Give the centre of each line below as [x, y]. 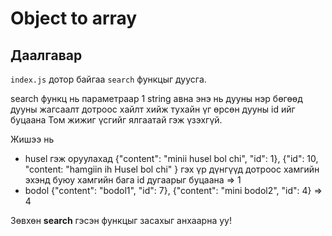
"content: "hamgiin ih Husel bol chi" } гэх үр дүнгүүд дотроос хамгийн [172, 169]
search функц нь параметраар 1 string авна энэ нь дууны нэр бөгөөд [156, 98]
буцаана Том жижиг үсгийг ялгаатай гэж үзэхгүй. [116, 120]
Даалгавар [46, 55]
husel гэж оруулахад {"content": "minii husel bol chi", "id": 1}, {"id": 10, [171, 158]
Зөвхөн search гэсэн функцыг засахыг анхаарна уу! [121, 220]
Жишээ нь [32, 139]
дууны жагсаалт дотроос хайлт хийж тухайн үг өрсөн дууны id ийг [153, 109]
